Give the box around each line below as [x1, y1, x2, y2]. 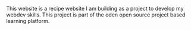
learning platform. [6, 18, 50, 24]
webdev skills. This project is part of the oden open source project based [6, 11, 186, 18]
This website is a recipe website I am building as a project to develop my [6, 5, 184, 12]
